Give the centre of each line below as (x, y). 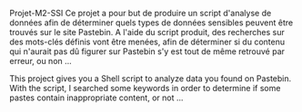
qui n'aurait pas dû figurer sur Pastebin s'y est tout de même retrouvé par (147, 51)
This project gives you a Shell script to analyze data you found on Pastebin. (151, 79)
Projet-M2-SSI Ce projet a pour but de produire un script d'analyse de (141, 13)
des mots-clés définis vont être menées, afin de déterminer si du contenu (147, 42)
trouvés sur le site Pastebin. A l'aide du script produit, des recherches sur (147, 32)
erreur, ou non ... (41, 61)
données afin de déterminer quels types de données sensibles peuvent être (151, 23)
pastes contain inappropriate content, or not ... (96, 98)
